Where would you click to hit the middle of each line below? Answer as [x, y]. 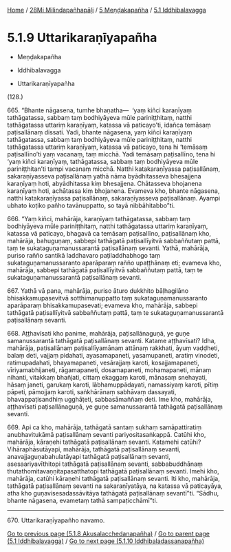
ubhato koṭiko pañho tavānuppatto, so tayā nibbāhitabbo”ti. [91, 205]
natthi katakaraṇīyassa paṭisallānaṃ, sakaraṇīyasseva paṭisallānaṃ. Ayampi [114, 198]
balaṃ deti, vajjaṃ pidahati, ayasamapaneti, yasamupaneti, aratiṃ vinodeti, [113, 355]
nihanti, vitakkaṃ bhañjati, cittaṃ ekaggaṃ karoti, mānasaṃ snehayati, [107, 377]
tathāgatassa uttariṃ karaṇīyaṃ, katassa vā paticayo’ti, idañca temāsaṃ [109, 125]
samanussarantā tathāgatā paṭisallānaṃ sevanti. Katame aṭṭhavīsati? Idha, [112, 340]
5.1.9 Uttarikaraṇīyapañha [82, 38]
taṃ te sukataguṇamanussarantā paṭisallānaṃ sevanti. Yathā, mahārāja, [108, 248]
